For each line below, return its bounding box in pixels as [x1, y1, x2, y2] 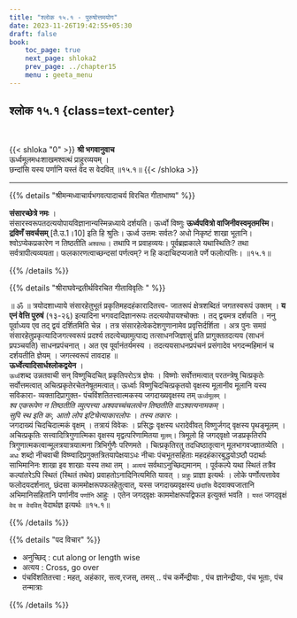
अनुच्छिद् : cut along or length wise [21, 552, 141, 562]
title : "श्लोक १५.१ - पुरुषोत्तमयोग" [9, 12, 118, 22]
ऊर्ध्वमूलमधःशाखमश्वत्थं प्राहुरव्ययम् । [9, 154, 110, 165]
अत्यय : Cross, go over [21, 561, 100, 572]
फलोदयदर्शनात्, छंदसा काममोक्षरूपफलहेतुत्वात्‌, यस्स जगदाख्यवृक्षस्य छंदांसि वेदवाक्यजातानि [9, 479, 255, 490]
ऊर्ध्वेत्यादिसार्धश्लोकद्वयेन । [9, 359, 84, 370]
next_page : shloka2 [25, 54, 97, 63]
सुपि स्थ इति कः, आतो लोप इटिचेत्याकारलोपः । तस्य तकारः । [9, 409, 179, 421]
